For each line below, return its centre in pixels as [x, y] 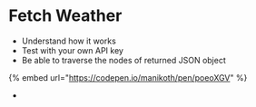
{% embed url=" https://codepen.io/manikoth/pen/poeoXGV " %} [128, 77]
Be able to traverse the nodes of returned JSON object [123, 60]
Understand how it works [69, 41]
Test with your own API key [73, 50]
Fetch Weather [65, 16]
